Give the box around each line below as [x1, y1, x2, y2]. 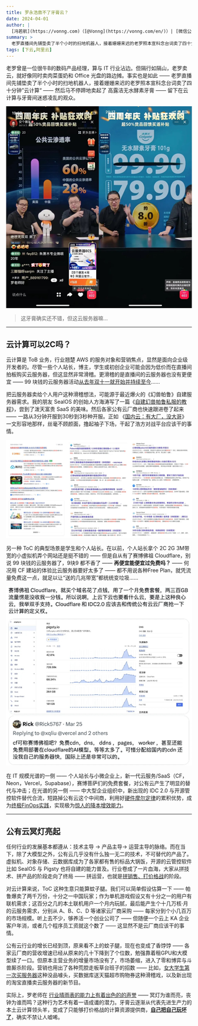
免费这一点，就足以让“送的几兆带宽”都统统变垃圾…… [11, 574, 138, 581]
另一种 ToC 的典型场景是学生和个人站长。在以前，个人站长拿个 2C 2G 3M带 [6, 545, 190, 552]
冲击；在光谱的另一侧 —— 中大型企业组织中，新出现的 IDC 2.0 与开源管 [16, 787, 190, 794]
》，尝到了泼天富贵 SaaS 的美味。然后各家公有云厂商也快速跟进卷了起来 [11, 405, 184, 413]
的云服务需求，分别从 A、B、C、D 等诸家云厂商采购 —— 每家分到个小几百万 [6, 907, 192, 914]
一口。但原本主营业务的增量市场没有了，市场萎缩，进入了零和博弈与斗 [21, 957, 192, 964]
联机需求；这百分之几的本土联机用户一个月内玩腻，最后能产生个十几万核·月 [6, 900, 189, 907]
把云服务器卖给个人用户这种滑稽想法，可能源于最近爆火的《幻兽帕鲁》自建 [6, 390, 187, 398]
